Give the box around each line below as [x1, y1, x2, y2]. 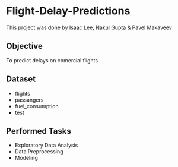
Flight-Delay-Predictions [6, 4, 131, 18]
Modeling [14, 155, 39, 162]
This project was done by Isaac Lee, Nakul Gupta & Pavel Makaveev [6, 24, 172, 31]
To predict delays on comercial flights [6, 56, 98, 64]
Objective [6, 41, 43, 51]
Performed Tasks [6, 126, 71, 136]
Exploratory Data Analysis [14, 141, 78, 149]
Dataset [6, 74, 36, 84]
